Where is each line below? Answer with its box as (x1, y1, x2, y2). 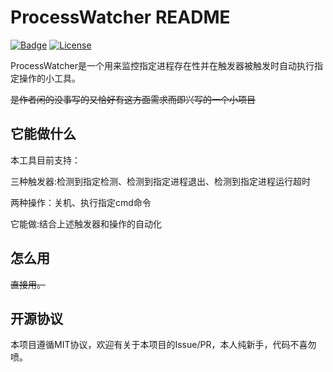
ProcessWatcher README (10, 6, 231, 29)
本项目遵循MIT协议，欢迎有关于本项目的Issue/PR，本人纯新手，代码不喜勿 (10, 339, 317, 351)
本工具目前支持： (10, 154, 81, 166)
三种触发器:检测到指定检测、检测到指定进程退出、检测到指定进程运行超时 (10, 175, 312, 187)
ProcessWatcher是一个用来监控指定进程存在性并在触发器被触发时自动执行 (10, 59, 315, 71)
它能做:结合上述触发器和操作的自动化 (10, 217, 163, 230)
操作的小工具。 (18, 72, 81, 84)
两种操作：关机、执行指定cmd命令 (10, 196, 152, 208)
